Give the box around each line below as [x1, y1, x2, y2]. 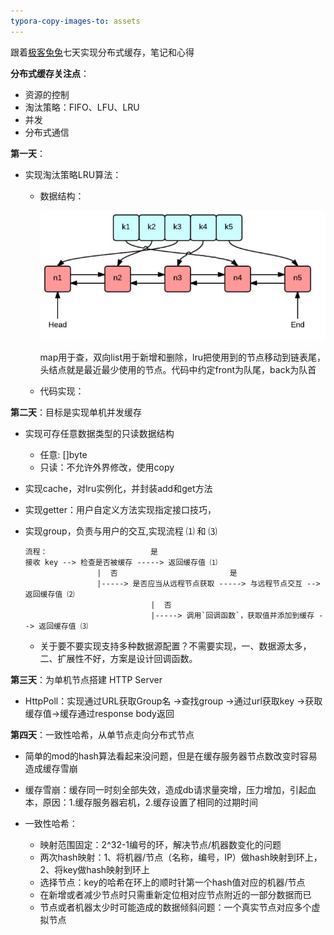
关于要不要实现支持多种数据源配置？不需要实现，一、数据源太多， [39, 640, 312, 652]
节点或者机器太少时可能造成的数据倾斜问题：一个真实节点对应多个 [39, 901, 312, 914]
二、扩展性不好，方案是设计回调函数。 [39, 653, 198, 665]
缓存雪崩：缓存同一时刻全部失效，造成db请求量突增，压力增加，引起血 [24, 784, 317, 796]
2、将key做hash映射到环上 [39, 864, 151, 876]
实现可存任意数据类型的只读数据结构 [24, 428, 175, 440]
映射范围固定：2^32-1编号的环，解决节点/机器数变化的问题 [39, 839, 282, 851]
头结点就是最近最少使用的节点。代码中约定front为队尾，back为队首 [39, 364, 317, 376]
